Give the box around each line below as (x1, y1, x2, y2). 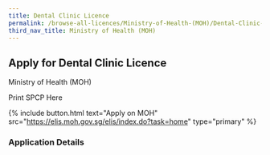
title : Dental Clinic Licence (8, 11, 110, 20)
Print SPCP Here (8, 93, 63, 102)
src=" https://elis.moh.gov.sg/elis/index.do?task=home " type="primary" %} (8, 117, 257, 126)
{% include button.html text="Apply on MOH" (8, 109, 158, 118)
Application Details (8, 137, 84, 148)
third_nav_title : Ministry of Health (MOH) (8, 26, 157, 34)
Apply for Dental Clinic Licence (8, 56, 167, 70)
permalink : (8, 19, 45, 27)
